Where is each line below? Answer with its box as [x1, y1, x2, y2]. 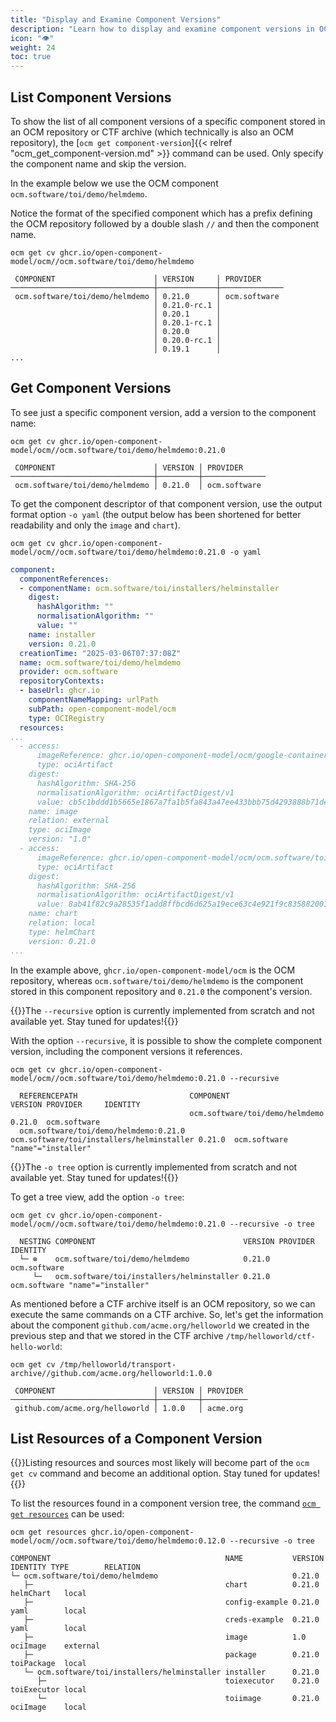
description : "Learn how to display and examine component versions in [10, 24, 315, 34]
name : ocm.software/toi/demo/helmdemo [19, 657, 182, 668]
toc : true [10, 52, 52, 62]
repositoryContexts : [19, 676, 105, 686]
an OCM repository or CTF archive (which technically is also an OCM [10, 126, 294, 138]
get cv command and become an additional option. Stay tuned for [10, 1467, 282, 1480]
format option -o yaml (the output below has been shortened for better [10, 508, 302, 520]
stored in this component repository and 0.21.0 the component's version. [10, 985, 313, 997]
